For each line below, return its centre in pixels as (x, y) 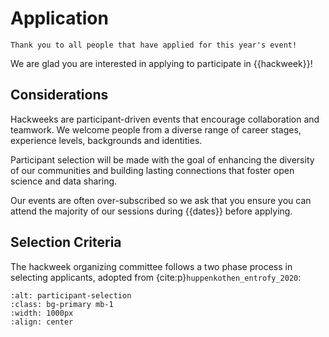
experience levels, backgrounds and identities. (106, 140)
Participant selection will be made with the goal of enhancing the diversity (162, 159)
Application (59, 18)
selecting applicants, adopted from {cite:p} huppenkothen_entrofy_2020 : (156, 277)
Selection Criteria (66, 242)
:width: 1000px (42, 313)
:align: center (42, 322)
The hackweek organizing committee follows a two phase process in (151, 266)
